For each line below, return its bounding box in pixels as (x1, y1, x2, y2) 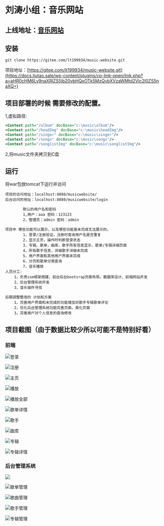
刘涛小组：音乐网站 (5, 4, 84, 16)
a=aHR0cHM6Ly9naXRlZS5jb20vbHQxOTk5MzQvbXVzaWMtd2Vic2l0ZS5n (5, 78, 160, 84)
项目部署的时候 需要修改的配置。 (5, 99, 105, 107)
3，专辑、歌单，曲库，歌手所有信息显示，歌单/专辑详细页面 (23, 243, 127, 248)
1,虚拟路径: (5, 113, 27, 119)
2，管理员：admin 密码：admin (23, 217, 79, 223)
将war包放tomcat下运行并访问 (5, 181, 66, 187)
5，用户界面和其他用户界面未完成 (23, 254, 81, 259)
